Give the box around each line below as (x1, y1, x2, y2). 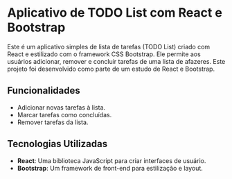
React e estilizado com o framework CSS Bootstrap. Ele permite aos (7, 50, 201, 58)
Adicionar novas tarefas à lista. (17, 103, 106, 112)
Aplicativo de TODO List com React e (7, 5, 223, 21)
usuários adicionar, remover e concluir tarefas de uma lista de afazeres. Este (7, 57, 226, 65)
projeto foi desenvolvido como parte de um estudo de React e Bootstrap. (7, 65, 215, 73)
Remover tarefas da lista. (17, 118, 89, 126)
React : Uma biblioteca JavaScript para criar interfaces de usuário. (17, 156, 206, 164)
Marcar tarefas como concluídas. (17, 110, 112, 119)
